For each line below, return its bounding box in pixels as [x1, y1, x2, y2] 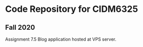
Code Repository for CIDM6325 [5, 3, 139, 15]
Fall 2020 [5, 23, 35, 32]
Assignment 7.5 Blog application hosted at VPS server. [5, 36, 117, 42]
